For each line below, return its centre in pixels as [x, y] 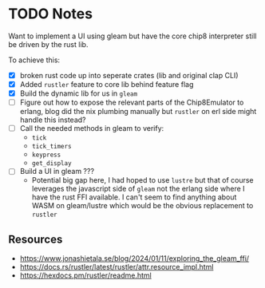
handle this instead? [53, 120]
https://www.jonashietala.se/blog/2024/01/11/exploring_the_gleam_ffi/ [134, 258]
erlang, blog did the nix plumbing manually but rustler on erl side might [138, 112]
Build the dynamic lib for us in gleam [79, 93]
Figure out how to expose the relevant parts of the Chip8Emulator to [132, 103]
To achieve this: [34, 60]
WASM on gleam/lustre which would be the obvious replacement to [142, 206]
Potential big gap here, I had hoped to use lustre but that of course [142, 180]
